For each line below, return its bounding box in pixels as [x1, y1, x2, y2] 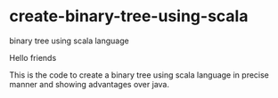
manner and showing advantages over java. [9, 79, 169, 89]
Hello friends [9, 52, 57, 63]
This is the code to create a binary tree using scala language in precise [9, 69, 270, 80]
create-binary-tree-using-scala [9, 6, 249, 26]
